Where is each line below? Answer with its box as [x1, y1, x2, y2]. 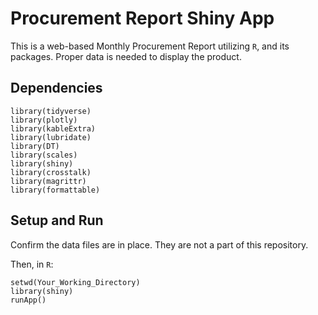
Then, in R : [10, 258, 54, 270]
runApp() [10, 295, 47, 305]
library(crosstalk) [10, 167, 92, 177]
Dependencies [10, 80, 103, 97]
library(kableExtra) [10, 123, 97, 134]
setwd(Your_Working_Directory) [10, 277, 141, 287]
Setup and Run [10, 212, 104, 229]
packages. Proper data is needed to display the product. [10, 50, 242, 62]
